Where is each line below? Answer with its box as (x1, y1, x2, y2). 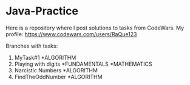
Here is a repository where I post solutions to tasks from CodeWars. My (5, 24, 185, 31)
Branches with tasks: (5, 42, 58, 49)
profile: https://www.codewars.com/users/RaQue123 (5, 30, 137, 37)
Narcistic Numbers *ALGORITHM (14, 66, 98, 74)
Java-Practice (5, 4, 78, 18)
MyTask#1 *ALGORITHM (14, 54, 76, 61)
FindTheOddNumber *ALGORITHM (14, 73, 103, 80)
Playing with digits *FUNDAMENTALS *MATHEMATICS (14, 60, 152, 68)
